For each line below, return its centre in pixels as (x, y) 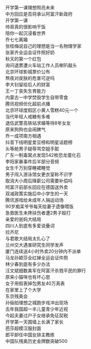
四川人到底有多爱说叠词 (30, 226)
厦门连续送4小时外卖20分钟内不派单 (43, 251)
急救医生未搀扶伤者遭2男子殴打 (38, 213)
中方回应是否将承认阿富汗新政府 (39, 14)
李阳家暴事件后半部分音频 (32, 161)
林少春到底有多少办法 (28, 264)
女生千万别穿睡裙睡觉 (28, 168)
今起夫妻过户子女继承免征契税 (37, 315)
